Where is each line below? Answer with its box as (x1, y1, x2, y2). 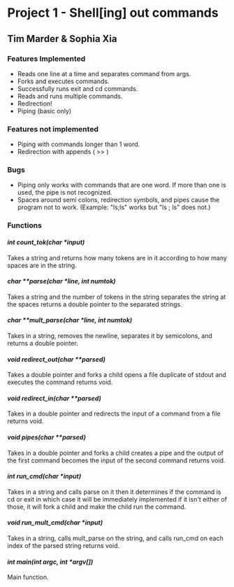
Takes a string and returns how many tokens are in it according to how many (7, 253, 227, 262)
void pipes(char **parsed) (7, 433, 86, 441)
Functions (7, 220, 42, 230)
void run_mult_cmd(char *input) (7, 518, 103, 527)
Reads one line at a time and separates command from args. (17, 69, 191, 78)
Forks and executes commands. (17, 77, 110, 85)
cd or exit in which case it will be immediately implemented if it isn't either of (7, 495, 227, 503)
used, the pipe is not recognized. (17, 188, 112, 197)
